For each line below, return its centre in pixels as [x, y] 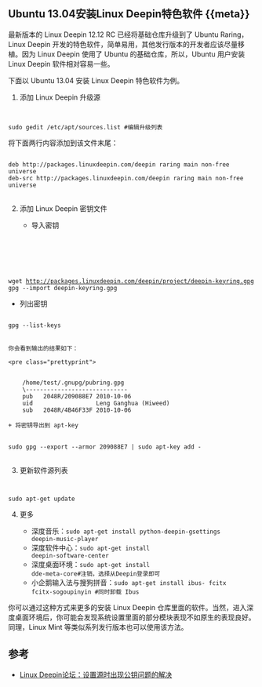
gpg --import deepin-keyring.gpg [63, 288]
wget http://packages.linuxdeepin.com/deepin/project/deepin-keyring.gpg [131, 281]
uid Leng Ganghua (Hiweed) [96, 403]
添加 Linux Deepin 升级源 [60, 97]
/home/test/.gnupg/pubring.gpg [73, 383]
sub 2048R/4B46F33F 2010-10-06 [77, 410]
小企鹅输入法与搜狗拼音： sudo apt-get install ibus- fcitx [129, 582]
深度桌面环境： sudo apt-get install [91, 564]
